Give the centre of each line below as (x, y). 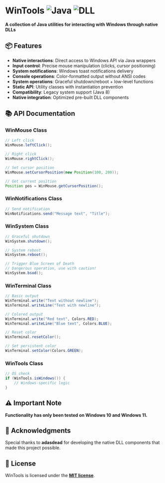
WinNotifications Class (34, 199)
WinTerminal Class (28, 286)
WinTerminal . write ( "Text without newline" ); (52, 301)
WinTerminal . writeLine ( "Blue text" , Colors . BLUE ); (59, 323)
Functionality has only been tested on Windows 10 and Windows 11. (76, 415)
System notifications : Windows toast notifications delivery (73, 71)
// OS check (17, 374)
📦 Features (24, 46)
